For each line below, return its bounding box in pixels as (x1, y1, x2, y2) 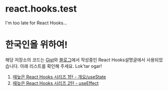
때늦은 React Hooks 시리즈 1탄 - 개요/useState (12, 74, 106, 80)
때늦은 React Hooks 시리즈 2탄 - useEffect (12, 80, 99, 86)
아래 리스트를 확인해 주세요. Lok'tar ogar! (20, 63, 102, 69)
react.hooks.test (5, 3, 77, 15)
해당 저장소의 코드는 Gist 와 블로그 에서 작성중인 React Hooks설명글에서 (5, 57, 146, 63)
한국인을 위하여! (5, 39, 68, 51)
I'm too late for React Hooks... (5, 20, 67, 26)
